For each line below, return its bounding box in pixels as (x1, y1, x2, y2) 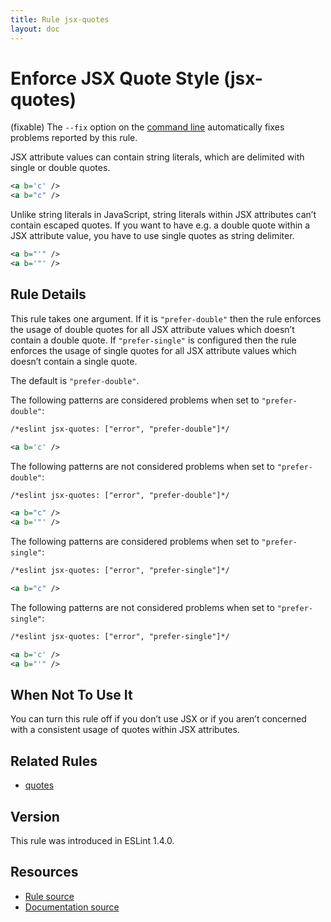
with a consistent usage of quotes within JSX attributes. (10, 724, 240, 736)
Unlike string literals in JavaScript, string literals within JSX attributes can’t (10, 209, 317, 221)
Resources (10, 864, 79, 881)
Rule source (24, 890, 75, 902)
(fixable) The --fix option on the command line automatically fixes (10, 121, 285, 133)
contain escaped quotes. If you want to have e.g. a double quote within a (10, 219, 311, 231)
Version (10, 808, 60, 825)
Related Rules (10, 752, 98, 770)
